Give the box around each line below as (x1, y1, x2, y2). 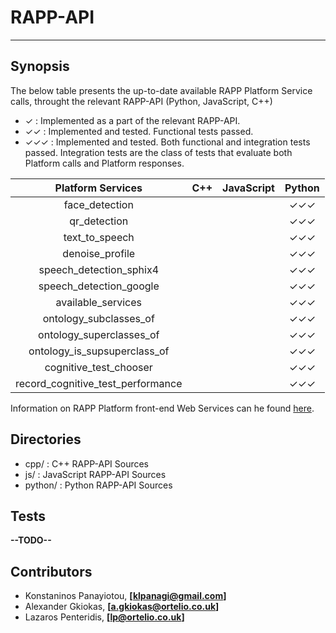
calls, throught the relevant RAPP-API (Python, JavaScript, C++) (10, 95, 273, 107)
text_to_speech (63, 230, 135, 244)
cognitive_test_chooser (44, 360, 153, 374)
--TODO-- (10, 534, 52, 546)
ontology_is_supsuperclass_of (28, 344, 170, 358)
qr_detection (69, 214, 129, 228)
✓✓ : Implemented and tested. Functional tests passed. (24, 125, 254, 137)
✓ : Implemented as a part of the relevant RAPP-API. (24, 114, 241, 126)
